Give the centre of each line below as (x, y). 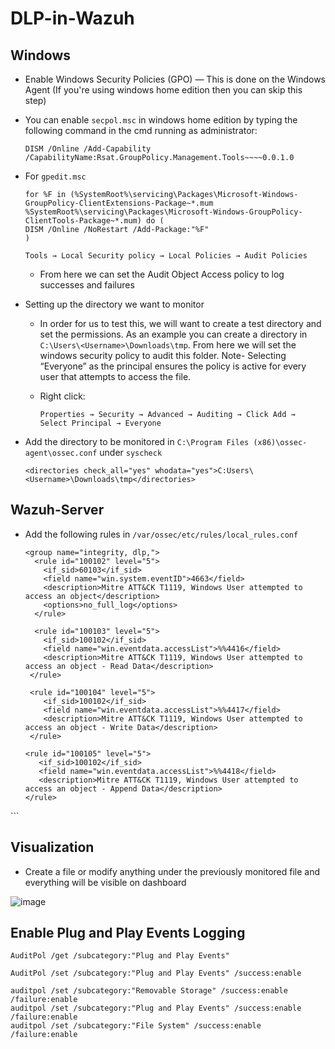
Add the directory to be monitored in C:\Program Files (137, 441)
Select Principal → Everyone (100, 423)
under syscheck (131, 452)
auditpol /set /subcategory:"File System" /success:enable (136, 1026)
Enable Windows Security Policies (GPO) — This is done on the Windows (175, 79)
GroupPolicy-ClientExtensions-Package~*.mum (119, 203)
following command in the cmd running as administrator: (141, 130)
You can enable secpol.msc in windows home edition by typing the (161, 120)
